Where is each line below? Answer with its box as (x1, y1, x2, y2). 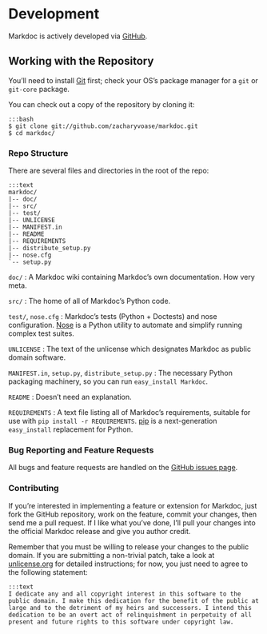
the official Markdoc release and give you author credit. (8, 526, 191, 536)
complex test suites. (8, 329, 74, 338)
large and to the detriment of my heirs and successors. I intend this (8, 604, 252, 612)
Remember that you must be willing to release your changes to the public (8, 541, 249, 552)
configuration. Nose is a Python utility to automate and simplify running (8, 321, 242, 330)
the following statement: (8, 567, 88, 576)
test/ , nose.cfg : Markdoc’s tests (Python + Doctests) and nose (8, 312, 217, 321)
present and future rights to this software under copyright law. (8, 617, 234, 626)
